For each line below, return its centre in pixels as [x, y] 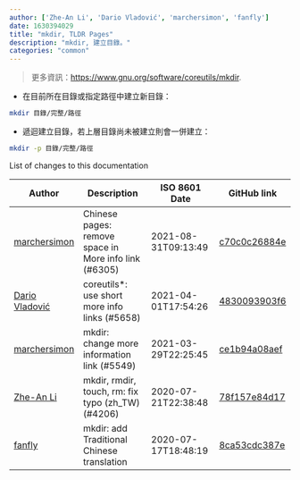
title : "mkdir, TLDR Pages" [62, 34]
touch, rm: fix [111, 392]
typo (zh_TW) [112, 402]
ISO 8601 [181, 187]
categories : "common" [50, 51]
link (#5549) [110, 366]
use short [103, 295]
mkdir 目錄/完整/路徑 [46, 114]
